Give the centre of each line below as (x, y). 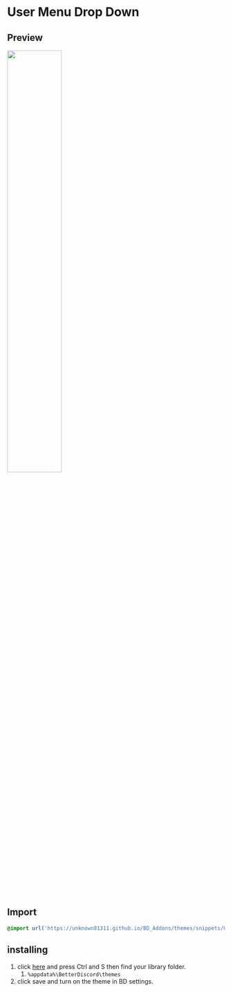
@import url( (26, 928)
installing (28, 950)
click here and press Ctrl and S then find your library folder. (101, 966)
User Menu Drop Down (73, 12)
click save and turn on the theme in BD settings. (85, 981)
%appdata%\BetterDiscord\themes (74, 974)
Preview (25, 38)
